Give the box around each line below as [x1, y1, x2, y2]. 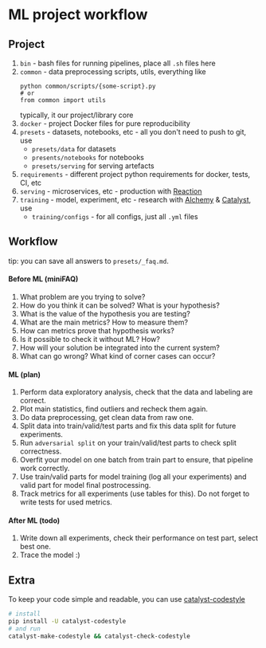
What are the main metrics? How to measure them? [19, 317, 189, 328]
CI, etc [19, 178, 42, 187]
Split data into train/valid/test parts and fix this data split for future [19, 421, 237, 431]
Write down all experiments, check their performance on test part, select [19, 533, 259, 543]
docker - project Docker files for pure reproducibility [19, 119, 191, 128]
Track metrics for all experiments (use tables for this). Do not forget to [19, 489, 250, 499]
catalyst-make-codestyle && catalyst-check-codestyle [8, 632, 191, 640]
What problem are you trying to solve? [19, 293, 146, 302]
